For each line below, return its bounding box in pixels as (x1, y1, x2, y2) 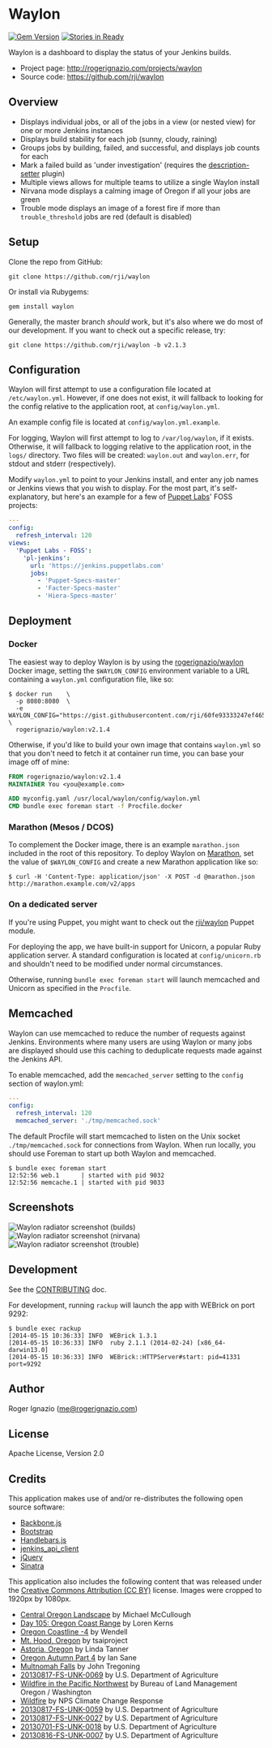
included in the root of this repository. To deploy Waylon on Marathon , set (8, 849, 254, 859)
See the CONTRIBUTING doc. (8, 1284, 107, 1294)
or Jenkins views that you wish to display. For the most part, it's (8, 484, 221, 493)
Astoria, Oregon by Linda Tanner (19, 1644, 130, 1654)
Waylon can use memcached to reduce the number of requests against (8, 1028, 245, 1038)
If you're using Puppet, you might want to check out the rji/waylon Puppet (8, 917, 255, 927)
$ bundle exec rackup (8, 1324, 82, 1333)
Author (8, 1382, 45, 1396)
